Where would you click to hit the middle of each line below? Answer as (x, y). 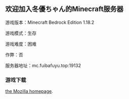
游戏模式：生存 (21, 33)
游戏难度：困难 (21, 44)
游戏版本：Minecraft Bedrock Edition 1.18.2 (50, 22)
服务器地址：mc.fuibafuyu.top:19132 (43, 65)
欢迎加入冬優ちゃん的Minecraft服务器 (64, 9)
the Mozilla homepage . (29, 91)
